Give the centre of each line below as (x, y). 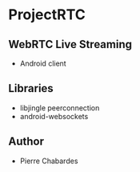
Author (26, 142)
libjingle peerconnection (60, 108)
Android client (43, 63)
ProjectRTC (47, 15)
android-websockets (54, 116)
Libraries (31, 88)
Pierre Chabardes (49, 161)
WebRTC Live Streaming (70, 44)
